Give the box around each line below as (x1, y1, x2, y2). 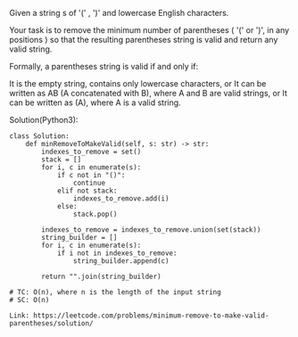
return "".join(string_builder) (41, 272, 162, 281)
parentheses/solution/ (9, 319, 94, 328)
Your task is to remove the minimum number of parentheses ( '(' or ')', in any (9, 25, 290, 35)
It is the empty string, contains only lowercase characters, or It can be (9, 78, 267, 88)
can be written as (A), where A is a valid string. (9, 97, 181, 108)
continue (72, 178, 105, 187)
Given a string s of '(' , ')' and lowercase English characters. (9, 8, 229, 18)
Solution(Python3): (9, 115, 79, 125)
